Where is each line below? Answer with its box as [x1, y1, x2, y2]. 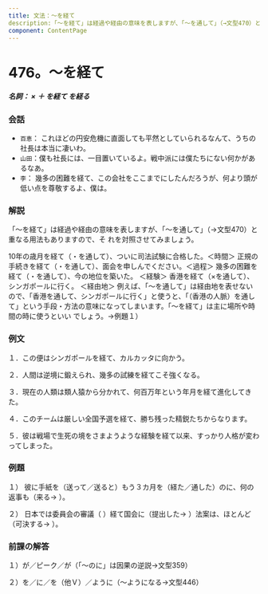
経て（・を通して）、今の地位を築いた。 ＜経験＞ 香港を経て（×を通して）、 [8, 272, 254, 281]
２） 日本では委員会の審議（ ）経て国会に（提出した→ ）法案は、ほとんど [8, 509, 251, 518]
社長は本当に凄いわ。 [19, 143, 90, 152]
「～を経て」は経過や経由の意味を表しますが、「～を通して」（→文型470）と [8, 225, 258, 234]
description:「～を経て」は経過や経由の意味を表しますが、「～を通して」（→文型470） [8, 19, 255, 27]
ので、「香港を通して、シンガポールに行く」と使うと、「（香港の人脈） [8, 292, 235, 301]
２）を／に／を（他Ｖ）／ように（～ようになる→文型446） [8, 577, 203, 587]
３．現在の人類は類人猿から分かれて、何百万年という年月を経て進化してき [8, 387, 253, 396]
